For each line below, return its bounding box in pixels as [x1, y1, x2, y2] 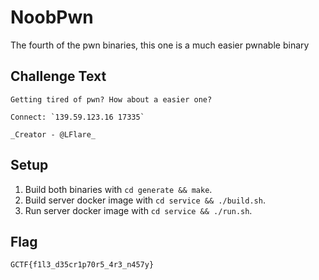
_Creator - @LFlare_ [10, 129, 97, 140]
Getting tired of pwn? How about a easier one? [10, 94, 213, 105]
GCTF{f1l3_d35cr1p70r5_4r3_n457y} [10, 260, 155, 270]
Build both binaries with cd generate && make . [24, 183, 213, 195]
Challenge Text [10, 68, 107, 85]
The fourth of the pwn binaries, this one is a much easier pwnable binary [10, 39, 310, 51]
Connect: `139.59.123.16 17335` [10, 112, 145, 122]
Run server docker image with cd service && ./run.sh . [24, 204, 253, 216]
